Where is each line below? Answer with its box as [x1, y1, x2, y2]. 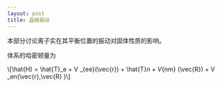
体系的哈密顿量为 [7, 51, 56, 59]
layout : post [7, 10, 45, 17]
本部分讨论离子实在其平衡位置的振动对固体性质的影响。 [7, 36, 165, 45]
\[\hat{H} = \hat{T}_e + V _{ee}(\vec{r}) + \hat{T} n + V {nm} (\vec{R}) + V [7, 65, 215, 73]
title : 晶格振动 [7, 17, 50, 23]
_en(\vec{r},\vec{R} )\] [7, 72, 71, 80]
